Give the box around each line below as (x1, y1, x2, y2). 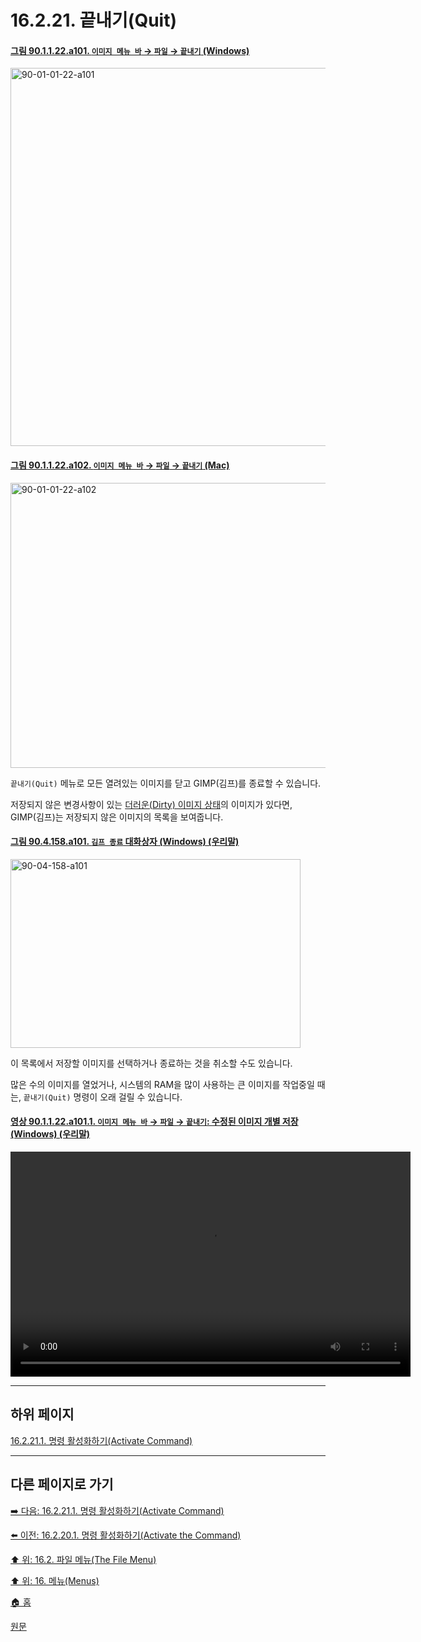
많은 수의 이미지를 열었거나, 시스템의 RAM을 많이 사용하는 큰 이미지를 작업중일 (10, 1078, 315, 1090)
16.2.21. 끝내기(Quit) (10, 9, 178, 32)
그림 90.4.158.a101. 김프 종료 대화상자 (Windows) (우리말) (10, 836, 240, 848)
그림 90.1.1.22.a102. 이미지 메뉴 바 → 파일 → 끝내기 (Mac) (10, 459, 230, 471)
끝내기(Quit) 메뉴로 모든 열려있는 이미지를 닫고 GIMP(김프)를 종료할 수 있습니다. (10, 777, 322, 789)
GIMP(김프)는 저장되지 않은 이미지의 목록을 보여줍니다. (10, 811, 224, 823)
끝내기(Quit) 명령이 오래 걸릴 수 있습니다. (23, 1091, 183, 1103)
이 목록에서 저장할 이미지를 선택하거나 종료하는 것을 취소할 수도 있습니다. (10, 1057, 293, 1069)
